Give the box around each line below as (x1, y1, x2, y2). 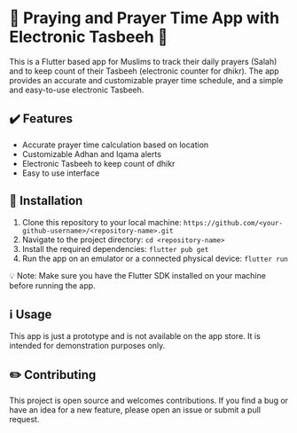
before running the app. (9, 279, 96, 291)
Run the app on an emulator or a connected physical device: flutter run (21, 253, 288, 264)
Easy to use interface (21, 168, 100, 178)
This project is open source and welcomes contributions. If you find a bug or (9, 395, 289, 406)
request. (9, 414, 40, 425)
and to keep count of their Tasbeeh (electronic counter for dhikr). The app (9, 66, 279, 76)
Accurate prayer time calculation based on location (21, 139, 209, 150)
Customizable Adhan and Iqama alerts (21, 148, 162, 159)
